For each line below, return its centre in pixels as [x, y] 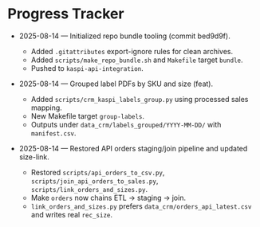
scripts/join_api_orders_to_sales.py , [95, 181]
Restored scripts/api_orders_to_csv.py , [98, 172]
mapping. [47, 108]
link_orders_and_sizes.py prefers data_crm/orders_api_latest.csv [141, 206]
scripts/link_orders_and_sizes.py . [89, 189]
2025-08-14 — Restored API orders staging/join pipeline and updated [133, 148]
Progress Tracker [66, 14]
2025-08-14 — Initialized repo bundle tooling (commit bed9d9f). [124, 36]
